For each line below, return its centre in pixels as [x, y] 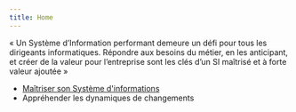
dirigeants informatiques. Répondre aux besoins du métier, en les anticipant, [149, 52]
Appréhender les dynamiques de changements [108, 98]
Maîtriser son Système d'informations [91, 88]
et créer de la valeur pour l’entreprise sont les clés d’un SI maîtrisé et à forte [148, 61]
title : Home [31, 17]
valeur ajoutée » [39, 71]
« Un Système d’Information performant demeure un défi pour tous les [138, 43]
